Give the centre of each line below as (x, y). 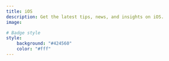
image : (14, 22)
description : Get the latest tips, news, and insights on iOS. (85, 17)
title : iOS (19, 11)
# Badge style (23, 33)
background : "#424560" (44, 44)
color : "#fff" (34, 49)
